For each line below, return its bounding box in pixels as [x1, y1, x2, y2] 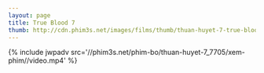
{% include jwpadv [8, 48, 69, 57]
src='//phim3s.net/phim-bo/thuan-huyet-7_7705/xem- [70, 48, 245, 57]
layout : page [8, 11, 51, 20]
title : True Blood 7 [8, 19, 76, 27]
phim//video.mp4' [8, 56, 67, 65]
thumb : [8, 26, 30, 34]
